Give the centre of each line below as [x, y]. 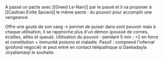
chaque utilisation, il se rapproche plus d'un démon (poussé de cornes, [77, 32]
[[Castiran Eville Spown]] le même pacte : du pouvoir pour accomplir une [79, 12]
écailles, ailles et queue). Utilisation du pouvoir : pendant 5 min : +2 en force [82, 37]
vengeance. [17, 17]
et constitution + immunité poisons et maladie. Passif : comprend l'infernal [80, 42]
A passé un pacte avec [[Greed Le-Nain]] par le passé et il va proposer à [78, 7]
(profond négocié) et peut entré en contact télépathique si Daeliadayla [76, 47]
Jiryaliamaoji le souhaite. [30, 52]
